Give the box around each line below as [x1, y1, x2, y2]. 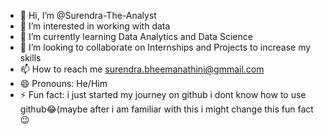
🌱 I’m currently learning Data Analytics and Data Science [19, 31, 253, 42]
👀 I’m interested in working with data [19, 20, 171, 32]
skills [19, 52, 42, 64]
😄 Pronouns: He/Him [19, 78, 108, 89]
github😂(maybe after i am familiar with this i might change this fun [19, 103, 296, 115]
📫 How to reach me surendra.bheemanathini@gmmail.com [19, 63, 265, 75]
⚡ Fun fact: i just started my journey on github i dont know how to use [19, 89, 307, 100]
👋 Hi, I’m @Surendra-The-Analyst [19, 10, 157, 21]
